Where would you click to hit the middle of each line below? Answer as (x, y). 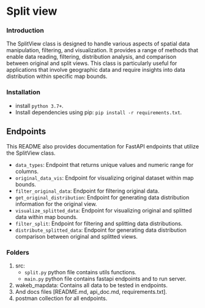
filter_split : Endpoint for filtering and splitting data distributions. (99, 223)
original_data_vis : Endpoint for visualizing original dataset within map (104, 178)
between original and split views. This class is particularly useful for (92, 63)
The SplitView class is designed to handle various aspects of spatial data (98, 44)
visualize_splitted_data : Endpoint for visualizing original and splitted (103, 210)
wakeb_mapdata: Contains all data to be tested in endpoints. (91, 285)
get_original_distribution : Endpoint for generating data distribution (102, 197)
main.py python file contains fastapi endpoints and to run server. (105, 279)
